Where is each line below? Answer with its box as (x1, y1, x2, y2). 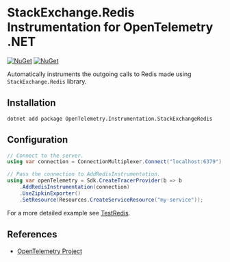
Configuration (7, 134, 68, 145)
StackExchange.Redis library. (7, 77, 87, 85)
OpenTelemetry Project (16, 247, 83, 255)
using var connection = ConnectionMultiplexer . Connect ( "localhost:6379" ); (7, 158, 225, 165)
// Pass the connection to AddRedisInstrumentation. (7, 171, 161, 178)
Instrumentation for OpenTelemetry (7, 19, 214, 35)
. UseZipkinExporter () (19, 190, 81, 197)
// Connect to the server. (7, 152, 84, 159)
